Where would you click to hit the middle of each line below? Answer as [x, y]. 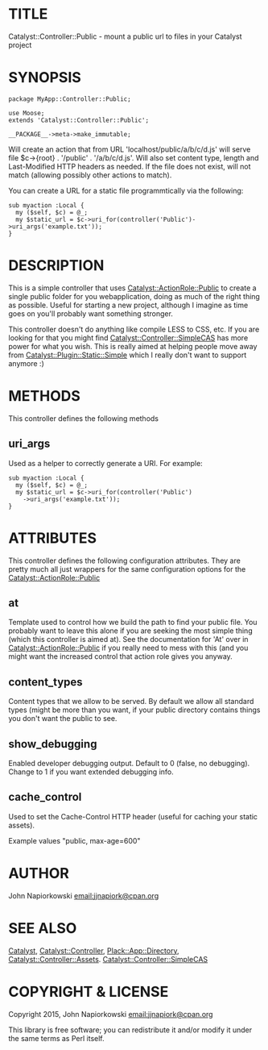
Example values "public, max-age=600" [74, 840]
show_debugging [53, 744]
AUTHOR [39, 873]
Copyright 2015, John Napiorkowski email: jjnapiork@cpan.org [111, 1014]
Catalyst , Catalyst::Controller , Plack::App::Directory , [94, 950]
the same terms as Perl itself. [56, 1038]
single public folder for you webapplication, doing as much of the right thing [134, 296]
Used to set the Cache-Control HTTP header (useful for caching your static [133, 816]
